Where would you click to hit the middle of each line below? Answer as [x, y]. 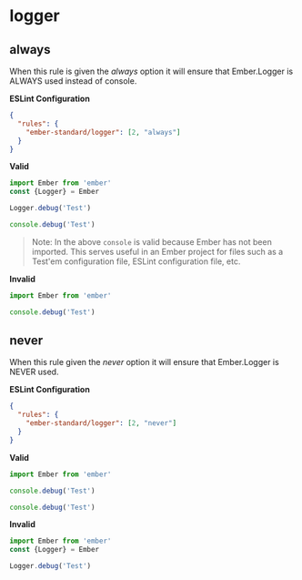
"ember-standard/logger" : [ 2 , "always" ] [103, 132]
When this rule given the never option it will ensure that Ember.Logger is [144, 362]
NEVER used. [34, 372]
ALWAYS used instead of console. [73, 81]
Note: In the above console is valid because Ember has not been [152, 241]
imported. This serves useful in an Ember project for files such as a [157, 251]
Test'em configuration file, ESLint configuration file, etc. [136, 261]
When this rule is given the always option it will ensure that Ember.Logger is [151, 71]
